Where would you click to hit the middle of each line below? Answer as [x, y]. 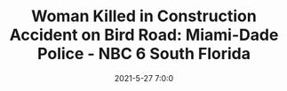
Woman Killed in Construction [144, 16]
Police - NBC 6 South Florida [144, 54]
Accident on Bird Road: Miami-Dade [144, 35]
